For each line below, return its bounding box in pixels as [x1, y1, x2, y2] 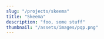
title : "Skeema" [6, 14, 46, 19]
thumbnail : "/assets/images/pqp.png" [6, 24, 99, 30]
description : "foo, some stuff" [6, 19, 85, 25]
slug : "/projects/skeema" [6, 8, 69, 14]
